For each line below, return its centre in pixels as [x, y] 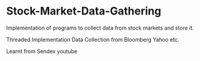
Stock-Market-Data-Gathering [84, 11]
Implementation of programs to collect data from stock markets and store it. [100, 28]
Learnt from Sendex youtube [42, 51]
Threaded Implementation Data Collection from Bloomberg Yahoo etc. [93, 39]
